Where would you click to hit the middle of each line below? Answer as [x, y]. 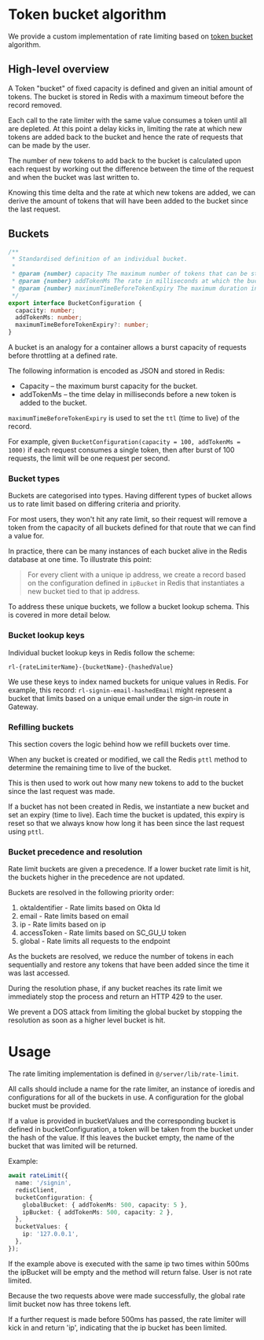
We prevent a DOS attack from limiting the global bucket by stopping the [125, 1012]
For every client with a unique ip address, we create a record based [136, 575]
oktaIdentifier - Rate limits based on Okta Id [90, 908]
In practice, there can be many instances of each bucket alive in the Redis [128, 551]
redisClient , [37, 1190]
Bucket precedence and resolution [75, 852]
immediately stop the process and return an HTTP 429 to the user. [115, 997]
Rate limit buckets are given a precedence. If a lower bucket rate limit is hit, [130, 869]
